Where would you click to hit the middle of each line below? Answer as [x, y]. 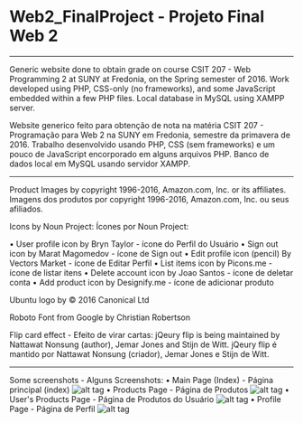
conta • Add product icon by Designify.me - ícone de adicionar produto [142, 282]
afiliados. [26, 209]
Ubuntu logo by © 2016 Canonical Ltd [79, 299]
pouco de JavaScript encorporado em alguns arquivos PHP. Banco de [139, 154]
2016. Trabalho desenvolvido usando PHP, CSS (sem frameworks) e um [142, 144]
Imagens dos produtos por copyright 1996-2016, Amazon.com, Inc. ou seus [149, 199]
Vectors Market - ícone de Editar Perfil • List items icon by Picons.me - [141, 263]
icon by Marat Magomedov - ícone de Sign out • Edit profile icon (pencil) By [150, 253]
